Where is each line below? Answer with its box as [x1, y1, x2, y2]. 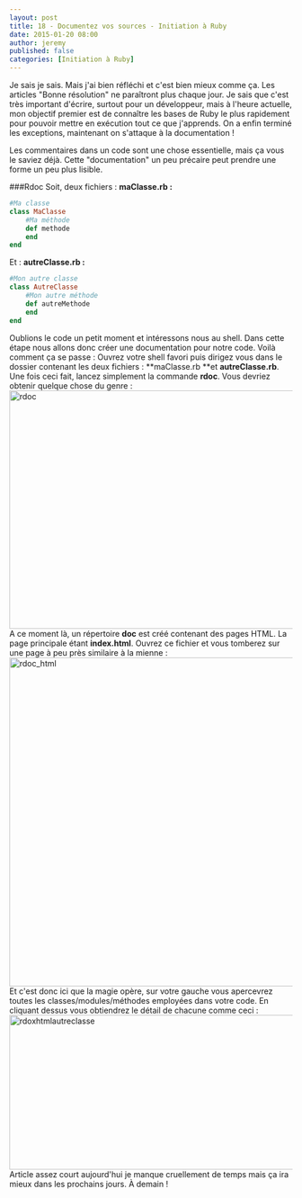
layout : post [9, 13, 58, 22]
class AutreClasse [9, 282, 78, 292]
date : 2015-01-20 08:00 [9, 30, 99, 39]
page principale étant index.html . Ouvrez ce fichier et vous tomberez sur [9, 638, 280, 648]
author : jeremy [9, 38, 67, 48]
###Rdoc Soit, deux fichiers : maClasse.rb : [9, 182, 173, 192]
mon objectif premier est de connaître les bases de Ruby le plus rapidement [9, 109, 290, 119]
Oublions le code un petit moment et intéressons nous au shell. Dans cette [9, 332, 285, 343]
